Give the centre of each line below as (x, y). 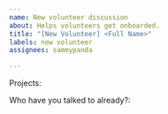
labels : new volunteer (51, 42)
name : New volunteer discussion (69, 17)
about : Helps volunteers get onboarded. (85, 26)
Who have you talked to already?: (70, 100)
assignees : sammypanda (51, 50)
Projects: (25, 83)
